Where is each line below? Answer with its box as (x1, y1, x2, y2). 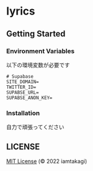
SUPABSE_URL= (6, 89, 39, 96)
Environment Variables (6, 47, 75, 55)
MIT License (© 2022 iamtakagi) (6, 157, 88, 165)
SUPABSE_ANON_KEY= (6, 94, 53, 101)
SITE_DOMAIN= (6, 79, 39, 85)
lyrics (6, 4, 36, 18)
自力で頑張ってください (6, 124, 65, 131)
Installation (6, 108, 40, 117)
